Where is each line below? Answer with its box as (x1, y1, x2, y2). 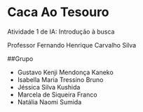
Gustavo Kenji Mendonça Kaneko (17, 68, 114, 76)
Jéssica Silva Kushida (17, 83, 81, 91)
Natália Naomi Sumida (17, 97, 82, 106)
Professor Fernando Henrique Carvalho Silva (7, 41, 137, 49)
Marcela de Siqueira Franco (17, 90, 97, 99)
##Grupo (7, 54, 34, 63)
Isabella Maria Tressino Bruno (17, 75, 104, 84)
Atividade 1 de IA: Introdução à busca (7, 27, 115, 36)
